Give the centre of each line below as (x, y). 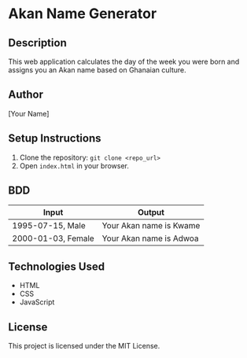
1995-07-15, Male (49, 226)
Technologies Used (56, 266)
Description (37, 43)
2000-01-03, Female (53, 238)
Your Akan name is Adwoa (150, 238)
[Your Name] (29, 113)
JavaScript (37, 302)
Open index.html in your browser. (74, 165)
